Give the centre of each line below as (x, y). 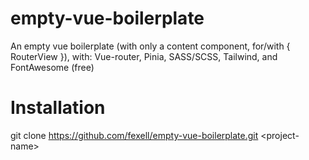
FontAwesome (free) (52, 67)
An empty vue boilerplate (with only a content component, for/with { (150, 46)
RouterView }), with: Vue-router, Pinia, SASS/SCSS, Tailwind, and (144, 56)
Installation (58, 108)
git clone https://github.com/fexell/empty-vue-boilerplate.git (134, 135)
